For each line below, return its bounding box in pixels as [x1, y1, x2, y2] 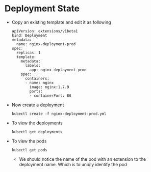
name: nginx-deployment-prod [16, 41, 76, 47]
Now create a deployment [11, 102, 64, 108]
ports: [29, 89, 43, 94]
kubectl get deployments [11, 129, 63, 134]
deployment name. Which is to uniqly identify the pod [19, 161, 127, 167]
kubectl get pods [11, 147, 48, 152]
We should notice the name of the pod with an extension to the [19, 156, 146, 162]
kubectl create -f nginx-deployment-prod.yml [11, 111, 106, 116]
